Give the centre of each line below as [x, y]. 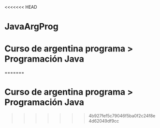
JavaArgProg [31, 27]
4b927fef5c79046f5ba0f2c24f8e [122, 116]
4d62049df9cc [104, 121]
